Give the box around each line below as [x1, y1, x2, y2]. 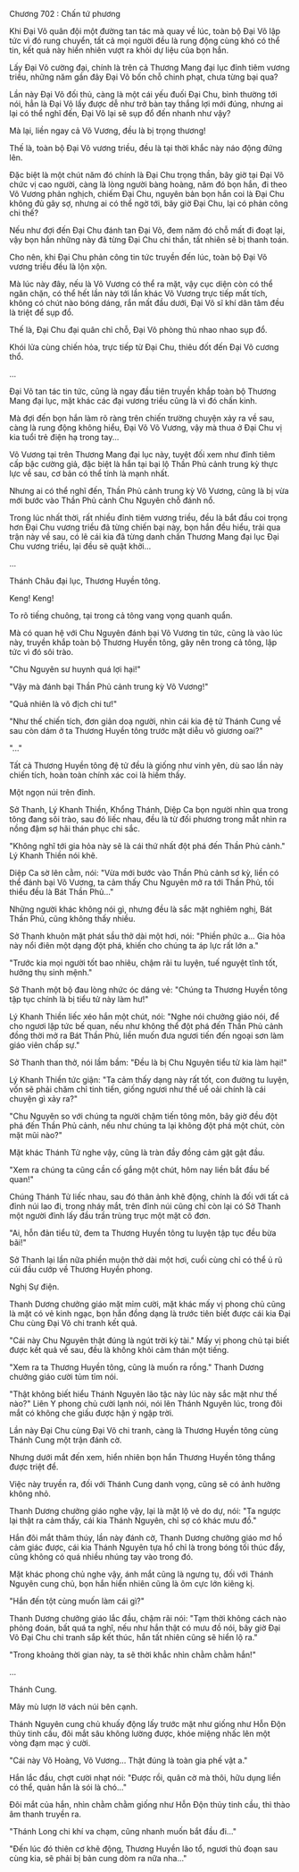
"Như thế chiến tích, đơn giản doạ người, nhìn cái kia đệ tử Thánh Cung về [9, 716, 281, 727]
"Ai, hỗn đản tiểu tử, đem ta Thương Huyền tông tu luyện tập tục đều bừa [9, 1228, 277, 1238]
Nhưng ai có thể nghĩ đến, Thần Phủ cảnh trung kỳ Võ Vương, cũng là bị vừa [9, 486, 289, 496]
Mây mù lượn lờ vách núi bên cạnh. [9, 1701, 138, 1712]
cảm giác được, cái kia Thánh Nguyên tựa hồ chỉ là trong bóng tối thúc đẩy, [9, 1542, 286, 1553]
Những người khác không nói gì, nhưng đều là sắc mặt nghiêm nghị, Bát [9, 904, 272, 915]
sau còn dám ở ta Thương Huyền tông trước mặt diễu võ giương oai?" [9, 726, 263, 736]
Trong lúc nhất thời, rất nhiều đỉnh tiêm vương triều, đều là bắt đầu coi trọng [9, 513, 288, 523]
